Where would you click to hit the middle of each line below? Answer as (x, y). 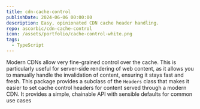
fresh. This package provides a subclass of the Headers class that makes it (98, 81)
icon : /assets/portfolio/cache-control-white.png (69, 34)
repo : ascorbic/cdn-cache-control (49, 28)
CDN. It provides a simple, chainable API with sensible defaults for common (99, 94)
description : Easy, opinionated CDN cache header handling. (83, 23)
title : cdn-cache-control (38, 12)
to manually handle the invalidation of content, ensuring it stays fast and (95, 75)
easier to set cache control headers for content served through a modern (96, 87)
